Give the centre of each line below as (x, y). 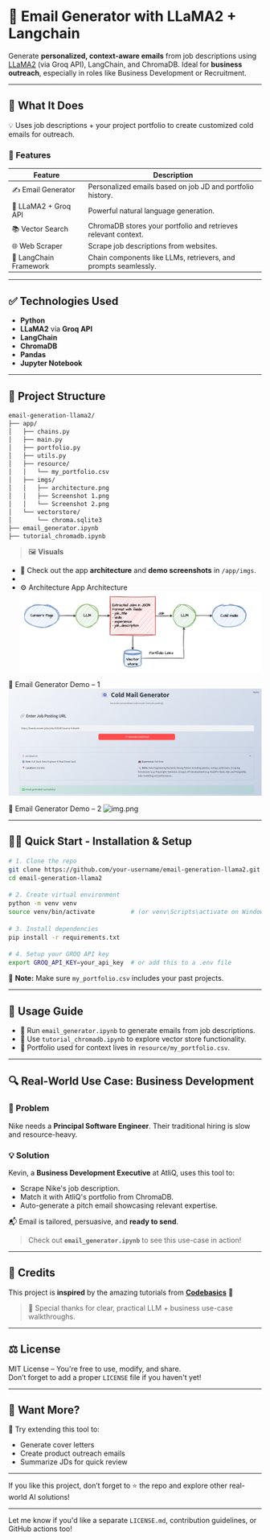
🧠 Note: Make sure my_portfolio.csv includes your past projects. (116, 978)
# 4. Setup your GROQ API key (59, 954)
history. (100, 195)
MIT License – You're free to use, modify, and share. (95, 1369)
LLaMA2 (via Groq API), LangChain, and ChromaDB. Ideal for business (125, 64)
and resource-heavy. (43, 1134)
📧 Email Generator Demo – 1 (54, 685)
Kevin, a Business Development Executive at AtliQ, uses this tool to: (122, 1172)
